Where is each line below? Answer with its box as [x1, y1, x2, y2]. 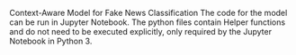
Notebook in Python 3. [9, 35, 93, 46]
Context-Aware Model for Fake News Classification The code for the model [9, 8, 288, 18]
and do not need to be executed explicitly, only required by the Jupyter [9, 27, 273, 36]
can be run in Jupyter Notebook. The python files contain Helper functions [9, 17, 286, 27]
